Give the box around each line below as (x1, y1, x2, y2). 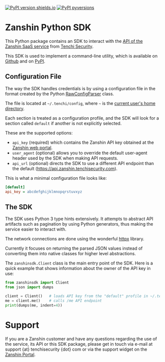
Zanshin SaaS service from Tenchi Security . (5, 43, 94, 49)
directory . (5, 105, 25, 111)
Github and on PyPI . (5, 58, 46, 64)
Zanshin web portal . (12, 144, 53, 150)
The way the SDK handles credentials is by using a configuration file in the (5, 85, 156, 91)
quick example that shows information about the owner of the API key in (5, 265, 151, 271)
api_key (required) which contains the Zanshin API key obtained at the (12, 139, 154, 145)
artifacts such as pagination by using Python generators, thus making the (5, 221, 153, 227)
